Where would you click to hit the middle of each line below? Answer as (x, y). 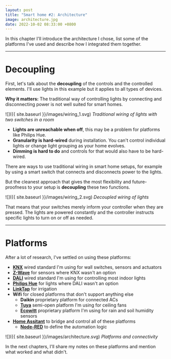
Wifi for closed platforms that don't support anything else (73, 294)
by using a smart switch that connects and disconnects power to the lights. (84, 172)
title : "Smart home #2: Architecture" (46, 15)
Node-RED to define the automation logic (64, 327)
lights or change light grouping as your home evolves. (69, 146)
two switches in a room (30, 120)
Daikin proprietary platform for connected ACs (69, 300)
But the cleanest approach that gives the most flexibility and (68, 182)
